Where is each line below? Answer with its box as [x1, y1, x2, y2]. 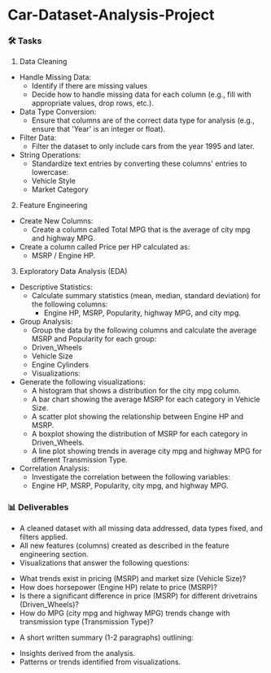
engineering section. [19, 549, 89, 558]
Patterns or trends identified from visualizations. [19, 657, 181, 666]
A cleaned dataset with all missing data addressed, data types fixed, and [19, 523, 264, 533]
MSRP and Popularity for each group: [31, 334, 157, 344]
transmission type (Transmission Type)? [19, 616, 154, 627]
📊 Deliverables [7, 501, 69, 513]
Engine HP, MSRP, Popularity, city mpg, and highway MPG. [31, 481, 229, 491]
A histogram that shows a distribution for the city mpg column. [31, 386, 242, 396]
